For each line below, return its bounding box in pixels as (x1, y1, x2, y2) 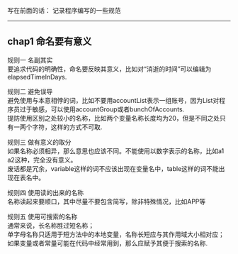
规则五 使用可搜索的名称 (7, 212, 78, 221)
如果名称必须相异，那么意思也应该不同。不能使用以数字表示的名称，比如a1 (7, 146, 225, 155)
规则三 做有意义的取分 (7, 138, 72, 146)
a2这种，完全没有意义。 (7, 155, 77, 164)
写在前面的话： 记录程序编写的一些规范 (7, 6, 121, 14)
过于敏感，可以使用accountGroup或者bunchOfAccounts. (19, 105, 185, 114)
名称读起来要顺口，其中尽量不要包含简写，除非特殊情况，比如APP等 (7, 197, 206, 206)
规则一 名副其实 (7, 55, 53, 64)
